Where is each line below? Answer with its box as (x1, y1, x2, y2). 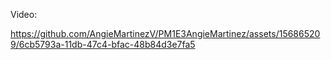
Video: (10, 9, 38, 20)
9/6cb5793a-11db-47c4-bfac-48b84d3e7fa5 (10, 39, 196, 50)
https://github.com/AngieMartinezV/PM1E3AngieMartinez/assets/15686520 (10, 28, 321, 39)
